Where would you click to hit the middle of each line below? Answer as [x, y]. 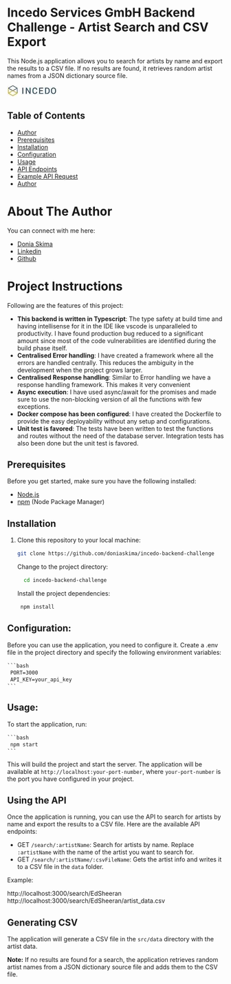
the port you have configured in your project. [70, 779]
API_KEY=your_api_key [41, 680]
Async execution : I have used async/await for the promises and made [117, 392]
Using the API [37, 800]
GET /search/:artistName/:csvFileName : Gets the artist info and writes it [119, 859]
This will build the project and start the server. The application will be [105, 764]
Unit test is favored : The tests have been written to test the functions [115, 428]
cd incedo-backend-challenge [65, 580]
